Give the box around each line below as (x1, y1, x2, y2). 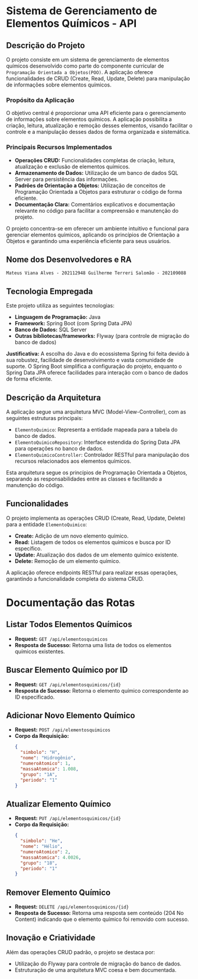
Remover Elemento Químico (6, 887, 111, 897)
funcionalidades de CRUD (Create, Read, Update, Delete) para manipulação (6, 75, 190, 82)
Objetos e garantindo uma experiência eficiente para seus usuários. (6, 237, 171, 244)
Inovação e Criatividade (6, 933, 96, 943)
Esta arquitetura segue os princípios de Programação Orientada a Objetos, (6, 469, 187, 476)
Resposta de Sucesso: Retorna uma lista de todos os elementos (14, 641, 172, 648)
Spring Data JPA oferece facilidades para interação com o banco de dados (6, 369, 189, 376)
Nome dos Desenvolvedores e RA (6, 254, 132, 264)
